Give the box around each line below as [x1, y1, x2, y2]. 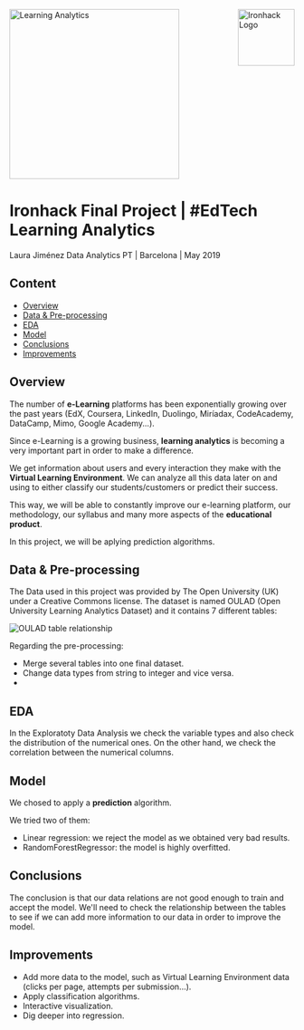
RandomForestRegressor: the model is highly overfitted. [22, 842, 231, 852]
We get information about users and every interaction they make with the [9, 462, 281, 473]
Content [9, 276, 57, 292]
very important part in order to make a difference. [9, 445, 195, 456]
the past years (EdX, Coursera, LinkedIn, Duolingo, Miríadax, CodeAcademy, [9, 408, 294, 419]
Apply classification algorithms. [22, 990, 140, 1001]
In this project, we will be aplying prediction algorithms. [9, 535, 215, 547]
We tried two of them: [9, 815, 90, 825]
